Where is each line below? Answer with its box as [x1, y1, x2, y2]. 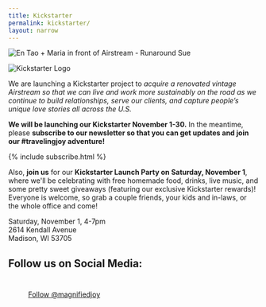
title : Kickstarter [8, 11, 73, 20]
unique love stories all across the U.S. [8, 104, 133, 114]
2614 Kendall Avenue [8, 225, 77, 235]
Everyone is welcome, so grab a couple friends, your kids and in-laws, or [8, 192, 248, 203]
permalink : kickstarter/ [8, 19, 91, 27]
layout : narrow [8, 26, 59, 34]
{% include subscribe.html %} [8, 152, 107, 161]
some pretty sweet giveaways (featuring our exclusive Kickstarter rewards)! [8, 185, 256, 194]
